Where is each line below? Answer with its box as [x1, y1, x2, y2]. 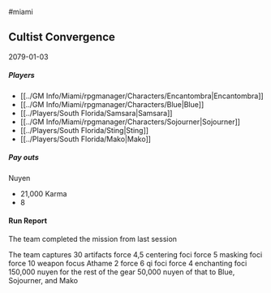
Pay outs [8, 153, 39, 162]
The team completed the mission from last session [8, 234, 177, 243]
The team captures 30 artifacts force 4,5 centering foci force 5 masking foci [8, 249, 263, 259]
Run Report [8, 216, 47, 226]
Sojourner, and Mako [8, 275, 79, 285]
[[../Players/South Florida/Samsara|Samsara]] [19, 108, 173, 118]
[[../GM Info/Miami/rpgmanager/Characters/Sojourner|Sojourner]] [19, 117, 241, 127]
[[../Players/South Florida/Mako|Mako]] [19, 134, 152, 144]
